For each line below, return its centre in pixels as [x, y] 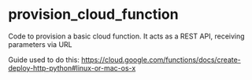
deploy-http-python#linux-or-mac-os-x [72, 67]
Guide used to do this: [44, 60]
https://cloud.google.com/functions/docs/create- [161, 60]
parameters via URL [40, 44]
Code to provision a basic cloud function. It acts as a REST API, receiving [127, 36]
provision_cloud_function [93, 15]
